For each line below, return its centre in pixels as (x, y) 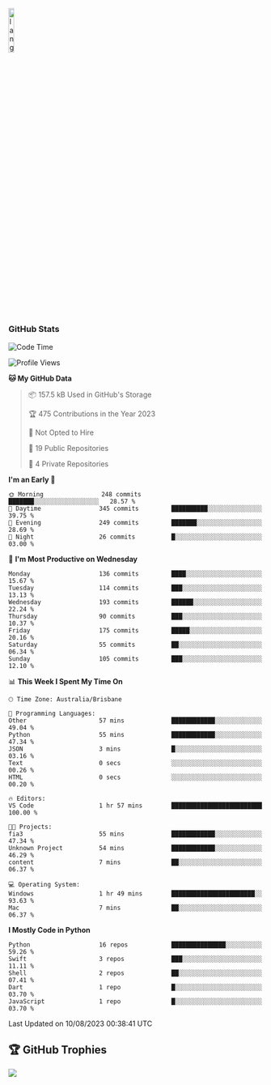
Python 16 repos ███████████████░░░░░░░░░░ (135, 945)
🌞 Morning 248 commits (75, 494)
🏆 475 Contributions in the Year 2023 (92, 414)
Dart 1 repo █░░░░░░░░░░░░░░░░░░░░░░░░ (135, 987)
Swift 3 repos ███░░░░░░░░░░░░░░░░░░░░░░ (135, 959)
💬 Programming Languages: (52, 713)
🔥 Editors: (27, 798)
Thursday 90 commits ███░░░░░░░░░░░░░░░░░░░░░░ (135, 616)
